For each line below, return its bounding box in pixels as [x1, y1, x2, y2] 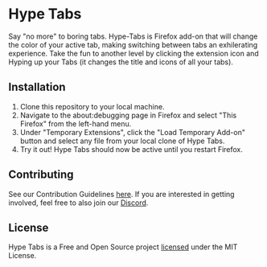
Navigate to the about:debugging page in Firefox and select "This [19, 110, 237, 120]
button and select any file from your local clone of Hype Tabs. [19, 136, 225, 146]
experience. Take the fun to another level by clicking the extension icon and [8, 48, 259, 58]
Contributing [8, 168, 74, 182]
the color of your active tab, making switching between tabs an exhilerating [8, 39, 258, 49]
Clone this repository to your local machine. [19, 101, 165, 111]
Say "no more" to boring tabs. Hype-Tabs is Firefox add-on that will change [8, 31, 258, 41]
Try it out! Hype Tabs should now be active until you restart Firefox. [19, 144, 244, 154]
